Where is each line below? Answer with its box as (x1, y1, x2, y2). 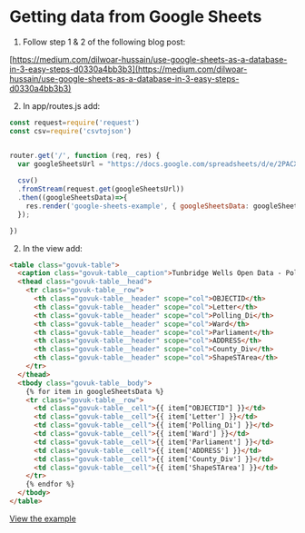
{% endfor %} (25, 479, 75, 489)
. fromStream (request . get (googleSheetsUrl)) (17, 184, 184, 194)
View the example (9, 513, 77, 524)
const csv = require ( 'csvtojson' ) (9, 126, 132, 135)
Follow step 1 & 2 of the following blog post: (22, 36, 186, 47)
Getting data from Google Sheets (9, 6, 262, 27)
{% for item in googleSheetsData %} (25, 387, 165, 396)
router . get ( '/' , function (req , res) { (9, 151, 161, 160)
